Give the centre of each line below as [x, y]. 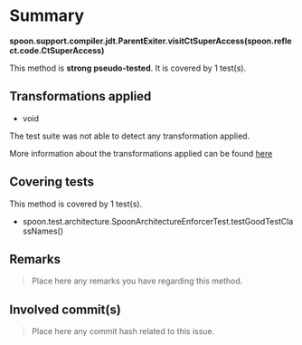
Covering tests [52, 182]
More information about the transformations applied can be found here [141, 153]
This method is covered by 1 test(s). [76, 204]
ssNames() [43, 231]
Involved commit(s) [66, 309]
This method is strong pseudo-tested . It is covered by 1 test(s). [128, 68]
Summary [47, 16]
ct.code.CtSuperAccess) [57, 50]
